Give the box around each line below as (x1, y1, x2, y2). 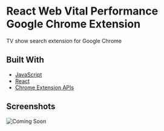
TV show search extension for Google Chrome (6, 37, 122, 44)
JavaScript (15, 71, 42, 78)
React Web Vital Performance (6, 4, 159, 18)
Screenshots (6, 101, 56, 112)
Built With (6, 55, 44, 65)
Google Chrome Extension (6, 17, 141, 31)
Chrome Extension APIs (15, 84, 74, 91)
